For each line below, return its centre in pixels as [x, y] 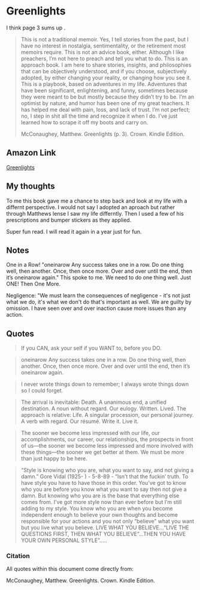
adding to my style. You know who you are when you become [97, 508]
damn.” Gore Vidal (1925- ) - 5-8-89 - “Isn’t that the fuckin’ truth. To [104, 476]
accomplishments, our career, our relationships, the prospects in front [107, 439]
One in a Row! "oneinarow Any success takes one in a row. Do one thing [95, 265]
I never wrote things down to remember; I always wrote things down [105, 384]
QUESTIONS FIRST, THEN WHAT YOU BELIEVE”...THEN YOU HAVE [103, 534]
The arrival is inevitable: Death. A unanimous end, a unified [93, 402]
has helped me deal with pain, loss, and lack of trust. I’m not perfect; [105, 109]
